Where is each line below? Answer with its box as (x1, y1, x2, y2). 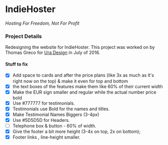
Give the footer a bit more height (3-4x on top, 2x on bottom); (12, 128, 141, 134)
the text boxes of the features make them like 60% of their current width (12, 83, 163, 89)
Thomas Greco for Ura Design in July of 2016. (5, 49, 100, 56)
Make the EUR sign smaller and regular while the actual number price (12, 89, 156, 95)
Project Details (5, 33, 42, 40)
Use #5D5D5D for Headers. (12, 117, 70, 123)
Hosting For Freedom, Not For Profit (5, 20, 80, 26)
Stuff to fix (5, 61, 28, 67)
